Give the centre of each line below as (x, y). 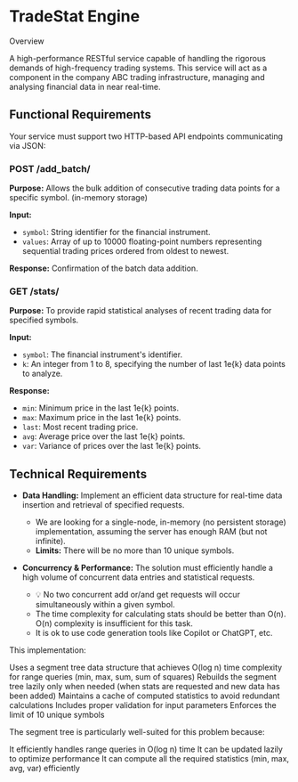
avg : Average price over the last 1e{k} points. (104, 436)
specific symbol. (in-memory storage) (79, 198)
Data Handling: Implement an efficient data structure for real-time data (152, 495)
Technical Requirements (78, 474)
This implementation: (48, 650)
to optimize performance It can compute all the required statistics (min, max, (149, 759)
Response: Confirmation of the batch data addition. (104, 268)
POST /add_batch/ (50, 168)
